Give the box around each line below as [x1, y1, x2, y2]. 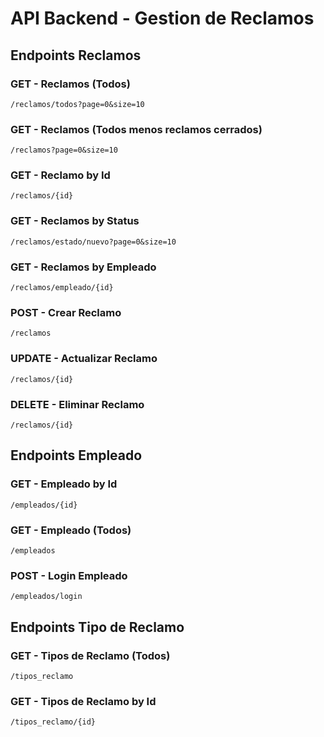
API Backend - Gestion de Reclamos [10, 7, 315, 30]
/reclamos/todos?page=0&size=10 [10, 99, 145, 109]
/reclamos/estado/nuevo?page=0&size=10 [10, 237, 177, 247]
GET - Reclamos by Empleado [10, 260, 157, 274]
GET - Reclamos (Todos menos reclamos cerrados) [10, 122, 263, 136]
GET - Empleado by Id [10, 477, 118, 491]
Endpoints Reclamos [10, 47, 142, 64]
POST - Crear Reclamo [10, 305, 122, 319]
